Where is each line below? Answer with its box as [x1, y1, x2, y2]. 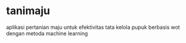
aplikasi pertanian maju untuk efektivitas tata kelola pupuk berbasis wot [6, 24, 180, 31]
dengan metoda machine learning [6, 29, 89, 37]
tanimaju [6, 4, 50, 18]
